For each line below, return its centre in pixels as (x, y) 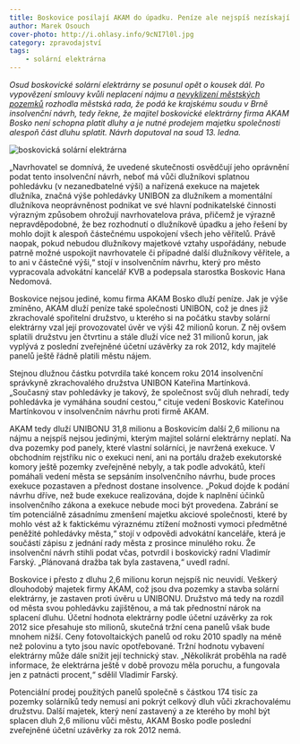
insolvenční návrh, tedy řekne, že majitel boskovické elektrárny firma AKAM (149, 113)
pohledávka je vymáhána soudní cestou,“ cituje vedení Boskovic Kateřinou (147, 402)
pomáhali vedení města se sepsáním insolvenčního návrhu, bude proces (142, 476)
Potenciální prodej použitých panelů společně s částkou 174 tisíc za (133, 692)
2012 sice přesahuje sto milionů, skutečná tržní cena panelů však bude (140, 627)
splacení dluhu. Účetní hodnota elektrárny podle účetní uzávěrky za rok (141, 618)
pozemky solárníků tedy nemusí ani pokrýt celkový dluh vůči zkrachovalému (150, 701)
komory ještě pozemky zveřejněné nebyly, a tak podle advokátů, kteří (137, 467)
